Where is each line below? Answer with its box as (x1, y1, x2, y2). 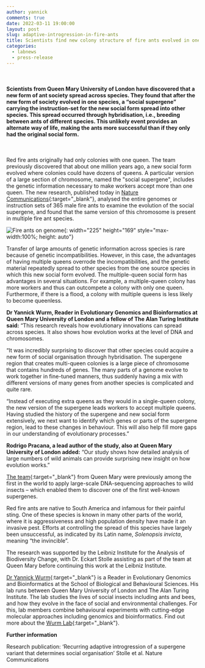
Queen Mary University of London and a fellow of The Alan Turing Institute (6, 315, 199, 322)
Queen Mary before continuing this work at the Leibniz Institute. (6, 562, 167, 569)
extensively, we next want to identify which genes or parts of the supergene (6, 417, 198, 424)
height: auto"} (38, 233, 74, 240)
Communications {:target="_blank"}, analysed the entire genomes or (6, 195, 178, 202)
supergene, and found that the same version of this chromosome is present (6, 208, 196, 215)
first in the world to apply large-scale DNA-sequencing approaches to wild (6, 480, 193, 487)
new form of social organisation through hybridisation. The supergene (6, 353, 182, 360)
